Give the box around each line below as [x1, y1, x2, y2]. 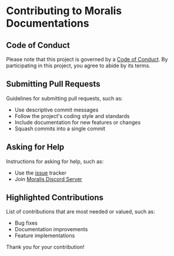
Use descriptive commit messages [14, 106, 99, 113]
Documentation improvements [14, 226, 88, 233]
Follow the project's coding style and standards [14, 112, 130, 119]
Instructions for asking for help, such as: [6, 157, 104, 165]
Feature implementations [14, 232, 75, 239]
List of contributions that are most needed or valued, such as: [6, 208, 156, 215]
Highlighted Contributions [6, 193, 104, 203]
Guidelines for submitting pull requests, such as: [6, 94, 123, 101]
